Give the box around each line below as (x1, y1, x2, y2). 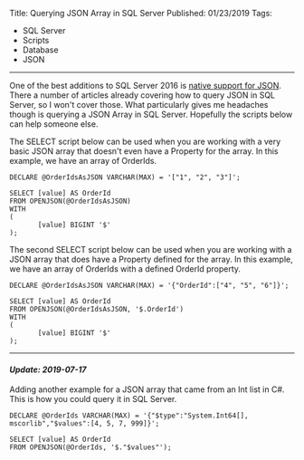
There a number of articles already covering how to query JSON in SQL (9, 90, 276, 101)
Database (22, 44, 59, 55)
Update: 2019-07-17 (9, 364, 87, 375)
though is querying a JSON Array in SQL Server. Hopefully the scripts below (9, 109, 293, 120)
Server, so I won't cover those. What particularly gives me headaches (9, 100, 269, 110)
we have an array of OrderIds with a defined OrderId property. (9, 264, 242, 274)
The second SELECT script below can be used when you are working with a (9, 244, 292, 254)
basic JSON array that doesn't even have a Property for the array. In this (9, 146, 279, 157)
